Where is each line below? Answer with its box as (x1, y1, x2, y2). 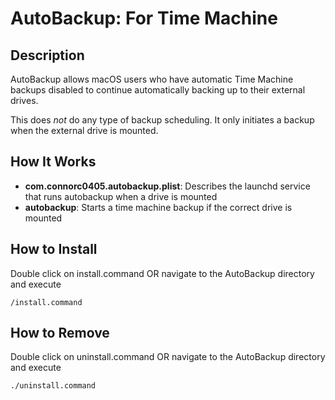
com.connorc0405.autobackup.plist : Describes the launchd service (24, 180, 311, 192)
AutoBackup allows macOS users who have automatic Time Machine (10, 73, 294, 85)
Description (10, 47, 85, 64)
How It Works (10, 153, 97, 171)
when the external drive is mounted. (10, 125, 159, 136)
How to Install (10, 241, 98, 258)
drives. (10, 95, 39, 106)
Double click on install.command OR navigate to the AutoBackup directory (10, 267, 315, 279)
